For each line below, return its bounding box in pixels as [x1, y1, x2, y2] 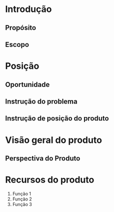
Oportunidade [5, 80, 50, 88]
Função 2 [12, 196, 32, 202]
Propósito [5, 23, 36, 32]
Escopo [5, 40, 29, 48]
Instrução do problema [5, 97, 77, 105]
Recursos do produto [5, 174, 94, 185]
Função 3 [12, 201, 32, 207]
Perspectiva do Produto [5, 154, 80, 162]
